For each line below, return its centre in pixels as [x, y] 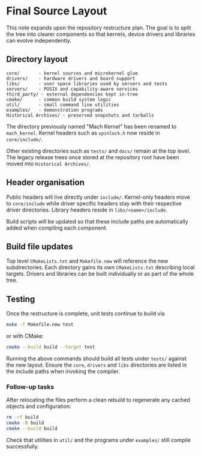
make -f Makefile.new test [40, 325]
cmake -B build [25, 423]
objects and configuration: [39, 406]
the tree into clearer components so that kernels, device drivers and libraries [101, 34]
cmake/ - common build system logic [59, 99]
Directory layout [37, 59]
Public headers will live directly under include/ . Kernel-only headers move [98, 197]
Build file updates [40, 247]
